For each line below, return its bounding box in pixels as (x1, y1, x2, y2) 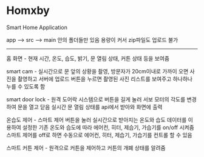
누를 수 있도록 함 (6, 82, 46, 90)
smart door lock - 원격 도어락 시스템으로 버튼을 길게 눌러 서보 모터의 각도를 (6, 95, 186, 103)
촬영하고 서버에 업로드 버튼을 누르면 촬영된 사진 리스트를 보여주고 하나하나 (17, 75, 193, 82)
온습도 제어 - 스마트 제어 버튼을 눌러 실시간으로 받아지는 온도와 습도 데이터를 (6, 116, 187, 123)
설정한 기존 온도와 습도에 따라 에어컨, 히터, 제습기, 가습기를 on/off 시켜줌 (22, 124, 194, 131)
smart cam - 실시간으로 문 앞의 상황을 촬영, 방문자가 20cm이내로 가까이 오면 (6, 67, 189, 75)
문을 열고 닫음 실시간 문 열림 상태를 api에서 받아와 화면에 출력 (17, 103, 163, 110)
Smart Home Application (6, 24, 68, 31)
